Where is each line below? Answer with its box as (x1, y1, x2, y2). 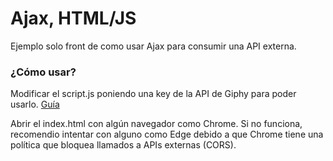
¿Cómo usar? (10, 65, 77, 79)
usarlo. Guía (10, 98, 60, 111)
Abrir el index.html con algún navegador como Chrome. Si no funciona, (10, 118, 303, 130)
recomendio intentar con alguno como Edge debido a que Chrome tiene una (10, 128, 324, 141)
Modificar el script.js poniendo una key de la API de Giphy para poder (10, 88, 297, 100)
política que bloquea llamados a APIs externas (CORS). (10, 139, 237, 151)
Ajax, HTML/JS (10, 7, 137, 30)
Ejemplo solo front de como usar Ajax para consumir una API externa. (10, 40, 297, 52)
